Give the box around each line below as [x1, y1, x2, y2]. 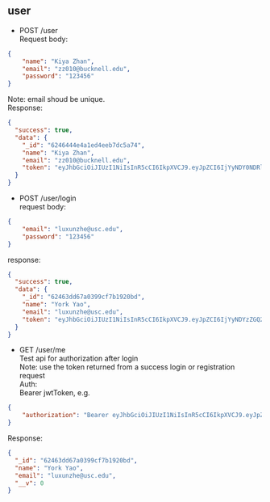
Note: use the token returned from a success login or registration [19, 362, 235, 372]
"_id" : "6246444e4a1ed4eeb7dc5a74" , [22, 141, 146, 150]
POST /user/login [19, 193, 77, 203]
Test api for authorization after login [19, 353, 139, 364]
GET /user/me [19, 345, 66, 355]
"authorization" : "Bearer [22, 411, 110, 420]
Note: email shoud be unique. [7, 95, 106, 104]
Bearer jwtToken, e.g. [19, 388, 90, 398]
